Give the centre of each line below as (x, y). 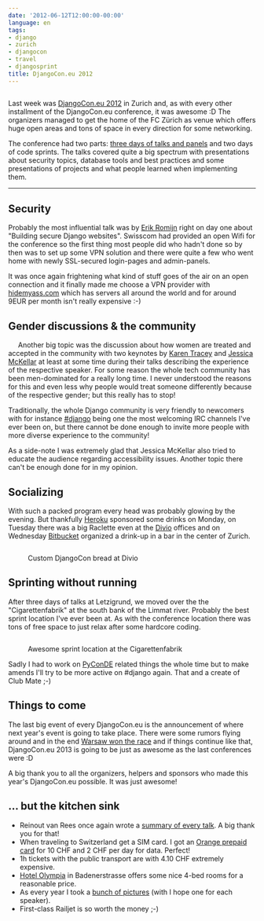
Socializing (36, 492)
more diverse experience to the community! (79, 435)
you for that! (39, 833)
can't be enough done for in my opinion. (73, 468)
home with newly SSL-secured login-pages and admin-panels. (109, 261)
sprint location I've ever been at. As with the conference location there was (130, 618)
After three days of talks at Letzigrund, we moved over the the (109, 601)
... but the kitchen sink (64, 806)
